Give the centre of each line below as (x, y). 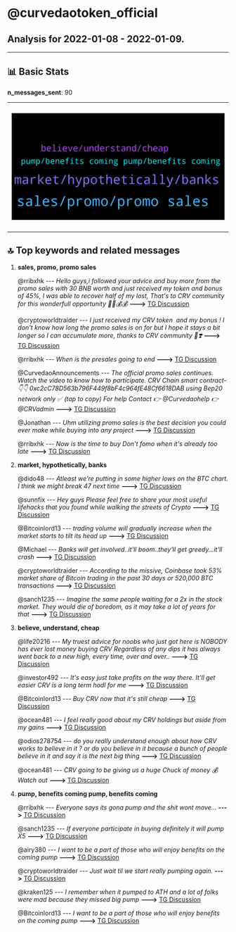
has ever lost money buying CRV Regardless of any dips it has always (119, 649)
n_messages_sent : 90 (40, 92)
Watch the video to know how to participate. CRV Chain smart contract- (122, 380)
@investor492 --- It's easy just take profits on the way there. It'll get (116, 678)
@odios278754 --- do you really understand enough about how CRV (117, 741)
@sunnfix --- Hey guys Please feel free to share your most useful (112, 500)
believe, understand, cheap (58, 628)
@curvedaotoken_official (83, 13)
